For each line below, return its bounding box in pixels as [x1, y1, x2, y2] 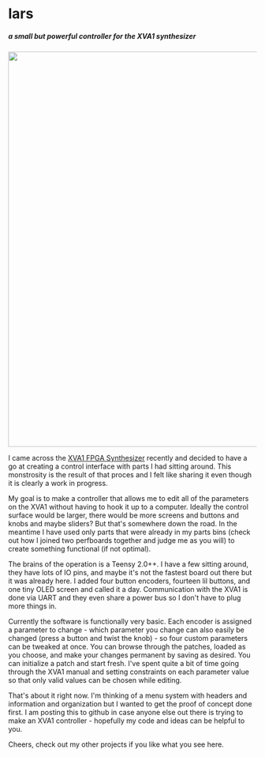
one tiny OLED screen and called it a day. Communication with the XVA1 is [8, 585, 248, 594]
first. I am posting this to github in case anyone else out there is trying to [8, 708, 244, 717]
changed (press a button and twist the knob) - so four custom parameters [8, 634, 248, 643]
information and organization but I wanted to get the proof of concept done [8, 699, 252, 709]
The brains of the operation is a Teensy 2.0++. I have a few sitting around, [8, 559, 248, 569]
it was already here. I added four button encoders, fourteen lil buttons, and [8, 576, 251, 586]
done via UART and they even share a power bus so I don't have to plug [8, 593, 241, 603]
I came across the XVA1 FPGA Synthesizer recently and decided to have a [8, 454, 248, 463]
